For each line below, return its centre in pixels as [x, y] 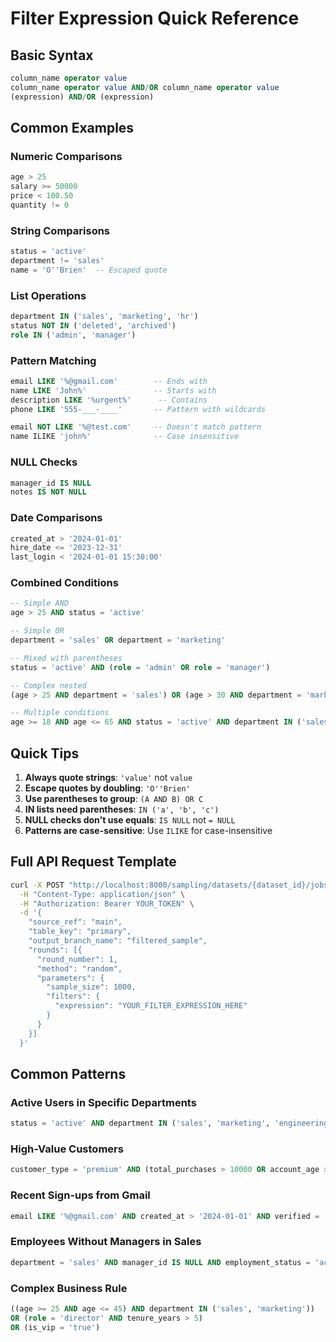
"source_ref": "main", [75, 922]
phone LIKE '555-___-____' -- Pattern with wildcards [138, 409]
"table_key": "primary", [80, 932]
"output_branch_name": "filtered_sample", [118, 941]
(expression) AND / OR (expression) [82, 97]
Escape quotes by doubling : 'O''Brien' [107, 788]
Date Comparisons [56, 518]
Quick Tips [45, 753]
